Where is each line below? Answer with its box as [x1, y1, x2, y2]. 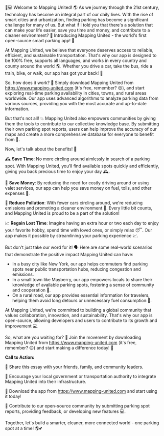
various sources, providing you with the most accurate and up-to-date [5, 101, 147, 106]
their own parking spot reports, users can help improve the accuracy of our [5, 126, 157, 132]
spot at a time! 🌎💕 [5, 425, 42, 431]
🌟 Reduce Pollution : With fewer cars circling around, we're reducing [5, 200, 143, 205]
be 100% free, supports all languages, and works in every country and [5, 58, 147, 63]
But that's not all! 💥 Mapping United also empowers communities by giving [5, 116, 156, 121]
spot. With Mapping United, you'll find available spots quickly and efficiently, [5, 163, 159, 169]
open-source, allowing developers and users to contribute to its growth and [5, 318, 158, 323]
